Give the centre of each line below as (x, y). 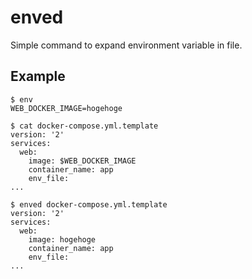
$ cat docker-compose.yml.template (84, 126)
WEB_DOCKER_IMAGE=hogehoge (66, 108)
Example (38, 76)
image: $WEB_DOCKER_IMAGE (82, 161)
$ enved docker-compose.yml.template (89, 204)
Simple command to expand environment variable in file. (126, 45)
